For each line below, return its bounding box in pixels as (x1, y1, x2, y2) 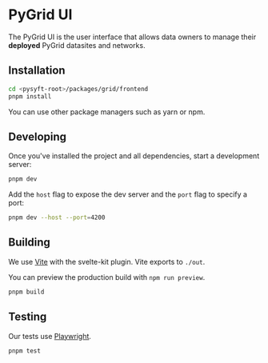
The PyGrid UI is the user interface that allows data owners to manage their (8, 32, 257, 42)
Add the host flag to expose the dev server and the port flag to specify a (8, 189, 248, 199)
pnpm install (8, 92, 52, 101)
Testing (8, 310, 47, 324)
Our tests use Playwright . (8, 331, 92, 341)
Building (8, 236, 50, 249)
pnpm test (8, 346, 42, 355)
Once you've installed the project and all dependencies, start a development (8, 151, 260, 161)
